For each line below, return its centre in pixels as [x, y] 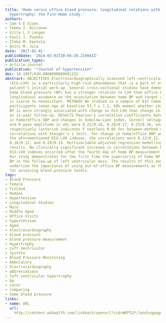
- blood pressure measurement [36, 239]
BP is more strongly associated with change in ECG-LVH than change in [85, 111]
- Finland [15, 189]
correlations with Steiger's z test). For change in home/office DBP [83, 134]
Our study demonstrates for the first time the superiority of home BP [85, 157]
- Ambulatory [19, 262]
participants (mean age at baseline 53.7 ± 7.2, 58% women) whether [82, 106]
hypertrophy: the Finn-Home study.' [47, 14]
